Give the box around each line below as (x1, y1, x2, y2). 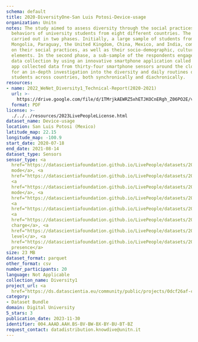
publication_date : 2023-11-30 (6, 315, 81, 321)
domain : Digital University (6, 305, 75, 311)
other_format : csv (6, 261, 51, 267)
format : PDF (11, 101, 41, 108)
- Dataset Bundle (6, 299, 49, 305)
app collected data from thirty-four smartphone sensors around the (11, 63, 183, 70)
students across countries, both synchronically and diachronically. (11, 74, 186, 80)
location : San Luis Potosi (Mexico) (6, 124, 96, 130)
